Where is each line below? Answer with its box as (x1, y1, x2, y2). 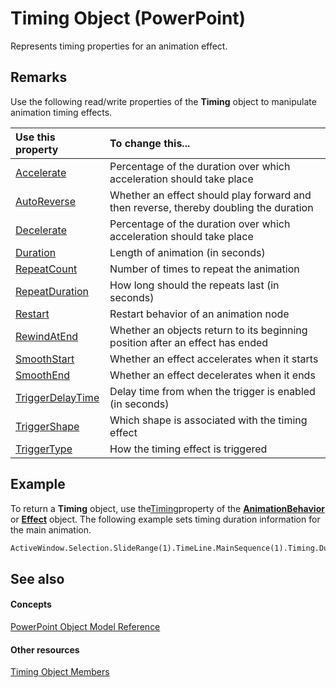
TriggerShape (15, 419, 80, 433)
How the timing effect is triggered (109, 442, 268, 456)
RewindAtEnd (15, 329, 79, 343)
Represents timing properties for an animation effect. (10, 40, 228, 52)
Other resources (10, 643, 80, 656)
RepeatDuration (15, 284, 90, 298)
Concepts (10, 598, 52, 611)
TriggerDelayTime (15, 390, 100, 404)
